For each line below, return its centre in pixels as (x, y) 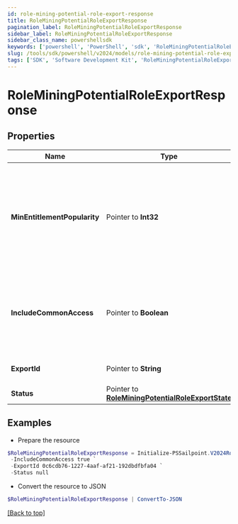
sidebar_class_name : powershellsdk (60, 40)
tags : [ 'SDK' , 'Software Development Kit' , (73, 60)
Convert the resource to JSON (62, 486)
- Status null (30, 473)
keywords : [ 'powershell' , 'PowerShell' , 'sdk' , (79, 47)
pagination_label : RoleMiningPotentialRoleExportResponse (95, 27)
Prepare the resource (49, 440)
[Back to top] (26, 513)
